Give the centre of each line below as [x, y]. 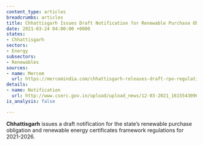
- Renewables [23, 62]
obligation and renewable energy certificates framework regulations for [95, 130]
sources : [17, 68]
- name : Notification [34, 90]
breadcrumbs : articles [35, 17]
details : [17, 85]
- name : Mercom [25, 73]
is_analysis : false [31, 101]
